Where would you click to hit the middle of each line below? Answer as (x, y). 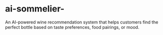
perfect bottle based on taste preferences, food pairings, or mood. (72, 27)
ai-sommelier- (35, 9)
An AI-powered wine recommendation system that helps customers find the (82, 22)
